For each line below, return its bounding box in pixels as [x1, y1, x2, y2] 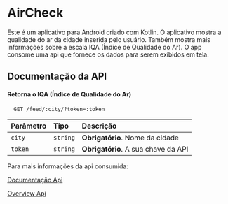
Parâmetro [11, 121, 47, 131]
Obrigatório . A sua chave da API [81, 144, 189, 154]
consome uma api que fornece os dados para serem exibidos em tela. [7, 50, 209, 59]
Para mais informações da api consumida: [7, 162, 128, 170]
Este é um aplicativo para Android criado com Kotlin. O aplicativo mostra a [7, 28, 222, 36]
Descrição [81, 121, 117, 131]
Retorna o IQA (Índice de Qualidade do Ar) [7, 89, 132, 99]
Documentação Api [7, 175, 63, 184]
